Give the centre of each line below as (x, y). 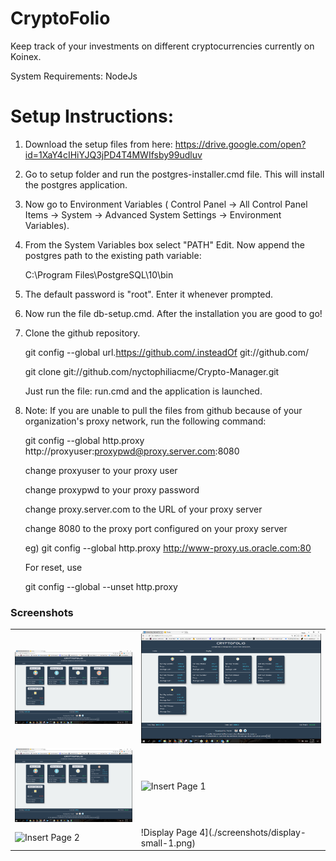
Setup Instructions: (92, 116)
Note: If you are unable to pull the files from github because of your (163, 410)
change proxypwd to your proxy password (112, 489)
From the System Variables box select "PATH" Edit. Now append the (164, 244)
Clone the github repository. (82, 333)
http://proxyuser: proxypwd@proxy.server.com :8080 (132, 451)
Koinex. (26, 56)
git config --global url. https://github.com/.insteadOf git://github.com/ (166, 352)
